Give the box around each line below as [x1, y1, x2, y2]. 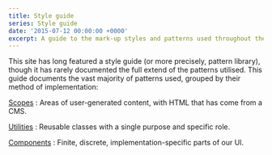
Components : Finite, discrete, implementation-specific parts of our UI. [8, 138, 244, 148]
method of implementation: [8, 82, 99, 92]
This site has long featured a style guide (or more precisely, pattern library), [8, 57, 261, 66]
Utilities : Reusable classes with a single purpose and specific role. [8, 122, 231, 132]
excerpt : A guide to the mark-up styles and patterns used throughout [8, 34, 252, 43]
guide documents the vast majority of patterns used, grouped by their [8, 73, 241, 83]
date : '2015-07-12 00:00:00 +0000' [8, 27, 129, 35]
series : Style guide [8, 19, 79, 27]
